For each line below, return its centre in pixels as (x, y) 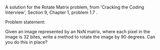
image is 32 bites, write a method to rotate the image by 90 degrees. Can (80, 37)
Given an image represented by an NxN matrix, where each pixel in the (78, 31)
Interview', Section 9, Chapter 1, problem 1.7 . (51, 12)
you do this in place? (26, 42)
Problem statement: (25, 22)
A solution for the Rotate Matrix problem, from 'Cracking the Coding (75, 7)
